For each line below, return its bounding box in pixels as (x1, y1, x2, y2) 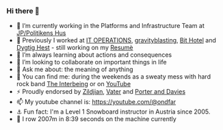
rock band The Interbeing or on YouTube (16, 80, 131, 88)
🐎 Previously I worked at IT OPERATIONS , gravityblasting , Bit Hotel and (16, 36, 217, 44)
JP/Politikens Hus (16, 29, 66, 37)
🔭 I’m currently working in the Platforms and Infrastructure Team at (16, 22, 205, 30)
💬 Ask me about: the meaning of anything (16, 65, 134, 74)
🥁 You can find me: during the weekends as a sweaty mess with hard (16, 73, 211, 81)
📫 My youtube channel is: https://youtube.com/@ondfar (16, 98, 176, 106)
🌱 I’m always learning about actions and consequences (16, 51, 172, 59)
